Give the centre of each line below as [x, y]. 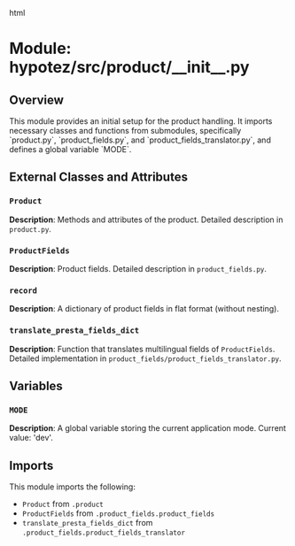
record [23, 290]
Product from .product [62, 504]
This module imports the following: [72, 487]
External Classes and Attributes [99, 177]
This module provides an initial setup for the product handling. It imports [141, 121]
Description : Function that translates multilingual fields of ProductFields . [142, 349]
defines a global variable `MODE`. [70, 149]
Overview [37, 100]
